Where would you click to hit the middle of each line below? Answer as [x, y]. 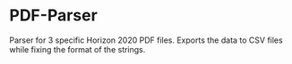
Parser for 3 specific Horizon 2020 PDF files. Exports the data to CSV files [146, 40]
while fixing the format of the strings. [77, 49]
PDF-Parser [54, 16]
